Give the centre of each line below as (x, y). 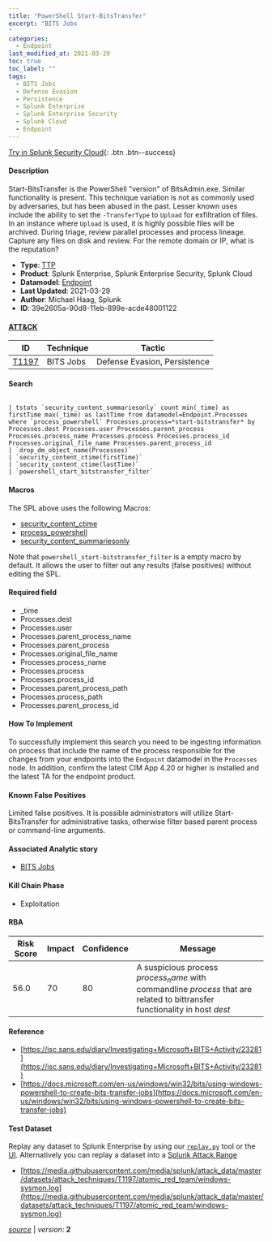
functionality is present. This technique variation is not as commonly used (132, 197)
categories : (28, 39)
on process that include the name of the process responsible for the (122, 750)
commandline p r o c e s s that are (194, 989)
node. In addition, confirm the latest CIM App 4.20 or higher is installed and (134, 767)
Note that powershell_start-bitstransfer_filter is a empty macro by (125, 556)
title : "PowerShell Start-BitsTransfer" (78, 16)
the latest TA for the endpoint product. (72, 776)
